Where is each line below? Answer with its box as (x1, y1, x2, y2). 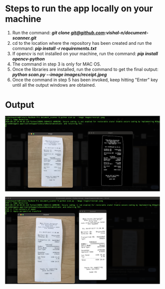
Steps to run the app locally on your (5, 3, 153, 14)
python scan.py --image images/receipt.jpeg (12, 71, 107, 77)
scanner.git (12, 35, 37, 41)
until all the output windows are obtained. (12, 82, 96, 88)
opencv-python (12, 56, 45, 62)
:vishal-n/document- (105, 30, 149, 35)
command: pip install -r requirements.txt (12, 45, 97, 51)
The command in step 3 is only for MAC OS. (12, 61, 102, 67)
